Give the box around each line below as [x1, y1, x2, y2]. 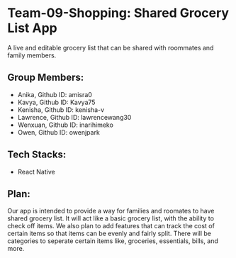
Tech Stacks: [7, 149, 67, 161]
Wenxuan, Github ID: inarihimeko [17, 120, 113, 129]
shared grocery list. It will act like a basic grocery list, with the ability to [7, 214, 215, 223]
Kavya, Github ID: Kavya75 [17, 98, 96, 106]
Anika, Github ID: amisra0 [17, 90, 92, 99]
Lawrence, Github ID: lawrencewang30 [17, 113, 132, 121]
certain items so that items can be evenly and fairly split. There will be [7, 229, 211, 238]
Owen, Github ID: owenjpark [17, 128, 101, 136]
